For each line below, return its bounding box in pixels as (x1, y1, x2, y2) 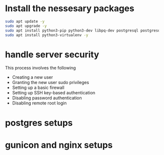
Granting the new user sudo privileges (12, 80, 89, 86)
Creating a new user (12, 74, 53, 80)
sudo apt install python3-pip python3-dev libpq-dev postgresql (5, 28, 139, 33)
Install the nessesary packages (5, 3, 135, 14)
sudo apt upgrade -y (5, 23, 47, 28)
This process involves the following (5, 65, 76, 71)
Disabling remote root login (12, 100, 67, 106)
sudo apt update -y (5, 19, 45, 24)
